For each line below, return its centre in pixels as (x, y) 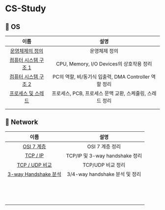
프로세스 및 (22, 93)
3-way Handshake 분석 (34, 174)
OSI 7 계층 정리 (104, 147)
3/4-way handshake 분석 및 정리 (104, 174)
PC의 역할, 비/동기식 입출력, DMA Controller (101, 77)
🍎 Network (22, 122)
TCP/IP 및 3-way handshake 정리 (104, 155)
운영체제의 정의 (27, 51)
